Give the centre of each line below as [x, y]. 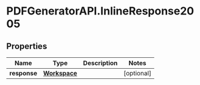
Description [100, 63]
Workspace [60, 73]
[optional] [138, 73]
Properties [27, 46]
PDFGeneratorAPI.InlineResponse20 [100, 11]
